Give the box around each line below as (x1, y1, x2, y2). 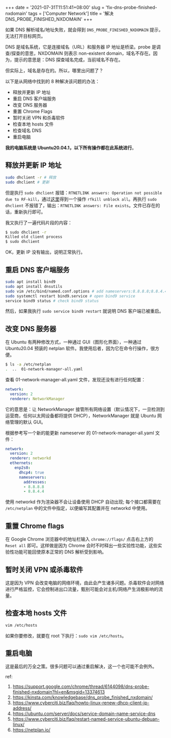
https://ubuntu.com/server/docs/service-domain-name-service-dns (12, 710, 156, 717)
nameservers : (18, 475, 47, 480)
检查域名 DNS (12, 128, 42, 133)
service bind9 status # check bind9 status (5, 298, 99, 303)
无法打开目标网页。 (5, 33, 46, 39)
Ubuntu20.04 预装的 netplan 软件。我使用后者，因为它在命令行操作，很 (5, 346, 155, 352)
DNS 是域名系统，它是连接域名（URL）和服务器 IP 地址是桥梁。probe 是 (5, 44, 157, 50)
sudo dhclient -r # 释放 (5, 175, 56, 180)
